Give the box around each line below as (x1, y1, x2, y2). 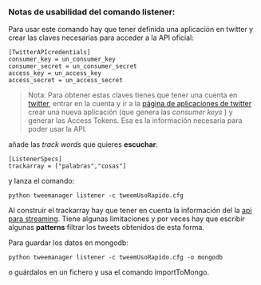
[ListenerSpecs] (8, 155, 62, 164)
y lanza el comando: (8, 176, 75, 186)
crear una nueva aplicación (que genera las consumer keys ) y (27, 107, 233, 117)
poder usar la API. (27, 125, 88, 134)
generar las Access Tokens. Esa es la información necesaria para (27, 116, 243, 125)
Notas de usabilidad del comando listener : (8, 6, 176, 18)
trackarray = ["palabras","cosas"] (8, 162, 127, 170)
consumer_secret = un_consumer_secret (8, 62, 137, 70)
